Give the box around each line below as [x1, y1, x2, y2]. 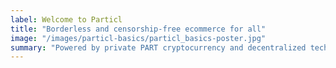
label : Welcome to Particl [10, 14, 123, 25]
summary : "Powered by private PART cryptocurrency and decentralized [10, 42, 307, 53]
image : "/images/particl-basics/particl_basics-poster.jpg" [10, 33, 267, 43]
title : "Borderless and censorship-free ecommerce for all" [10, 24, 267, 34]
